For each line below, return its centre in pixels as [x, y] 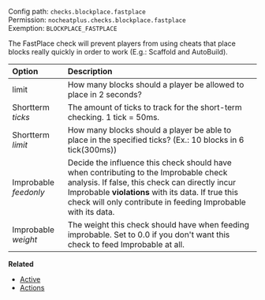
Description [90, 71]
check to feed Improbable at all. [126, 244]
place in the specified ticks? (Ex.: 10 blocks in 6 [156, 140]
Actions [32, 288]
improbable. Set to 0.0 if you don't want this [149, 234]
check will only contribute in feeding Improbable [157, 202]
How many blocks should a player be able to [149, 130]
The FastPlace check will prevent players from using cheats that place [122, 43]
